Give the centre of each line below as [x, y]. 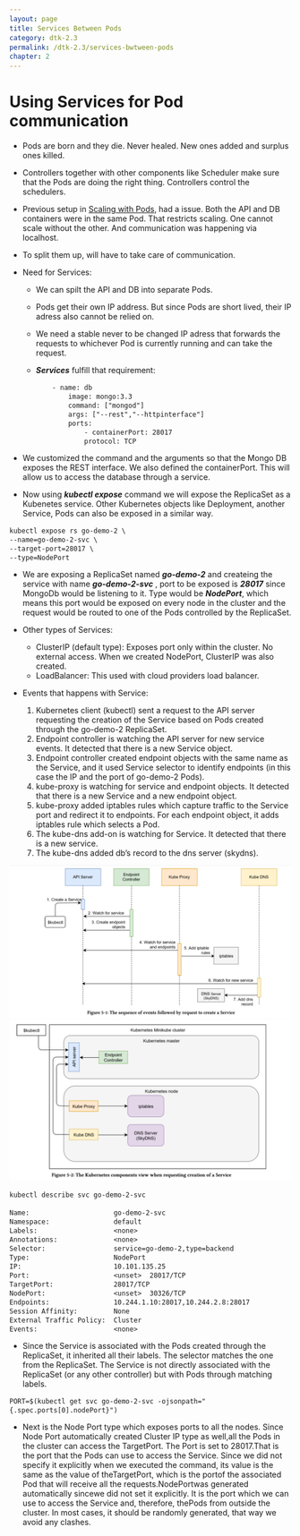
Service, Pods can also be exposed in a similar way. [118, 514]
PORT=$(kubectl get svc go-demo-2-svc [81, 1402]
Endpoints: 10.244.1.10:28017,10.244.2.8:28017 [130, 1302]
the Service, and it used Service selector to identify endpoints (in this [163, 768]
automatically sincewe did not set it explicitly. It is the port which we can [155, 1494]
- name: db [72, 388]
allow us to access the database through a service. [116, 477]
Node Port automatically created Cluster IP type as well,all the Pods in [151, 1437]
